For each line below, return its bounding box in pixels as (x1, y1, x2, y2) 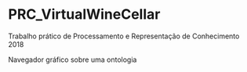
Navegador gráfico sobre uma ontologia (8, 55, 137, 64)
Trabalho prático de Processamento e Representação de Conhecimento (8, 31, 240, 41)
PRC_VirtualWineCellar (8, 5, 161, 23)
